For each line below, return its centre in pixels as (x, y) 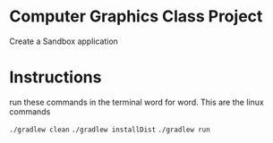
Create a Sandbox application (64, 41)
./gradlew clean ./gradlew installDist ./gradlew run (110, 130)
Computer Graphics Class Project (136, 17)
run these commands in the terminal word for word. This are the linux (136, 102)
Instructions (55, 77)
